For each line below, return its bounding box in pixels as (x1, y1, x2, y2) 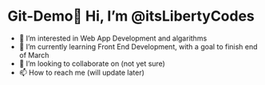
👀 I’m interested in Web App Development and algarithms (18, 33, 208, 43)
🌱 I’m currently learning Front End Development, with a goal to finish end (18, 41, 258, 51)
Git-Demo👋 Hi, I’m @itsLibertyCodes (7, 7, 255, 25)
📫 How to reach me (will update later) (18, 68, 145, 77)
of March (18, 50, 49, 60)
